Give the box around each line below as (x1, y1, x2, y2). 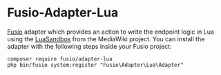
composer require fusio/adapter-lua (7, 55, 113, 63)
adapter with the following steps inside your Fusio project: (7, 42, 172, 50)
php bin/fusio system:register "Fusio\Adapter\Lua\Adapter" (7, 61, 184, 68)
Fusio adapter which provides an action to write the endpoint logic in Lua (7, 28, 214, 36)
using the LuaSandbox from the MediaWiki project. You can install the (7, 34, 205, 43)
